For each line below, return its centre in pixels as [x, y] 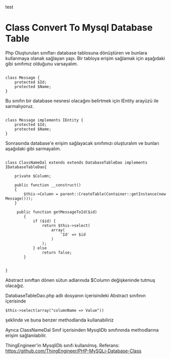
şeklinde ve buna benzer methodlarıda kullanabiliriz [60, 320]
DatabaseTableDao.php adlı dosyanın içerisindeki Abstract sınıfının [76, 295]
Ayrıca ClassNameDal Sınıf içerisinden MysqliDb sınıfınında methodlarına [82, 330]
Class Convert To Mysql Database [79, 28]
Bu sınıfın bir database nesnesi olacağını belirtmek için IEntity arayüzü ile [82, 101]
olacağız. [15, 285]
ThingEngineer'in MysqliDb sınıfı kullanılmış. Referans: [62, 345]
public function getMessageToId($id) [57, 212]
